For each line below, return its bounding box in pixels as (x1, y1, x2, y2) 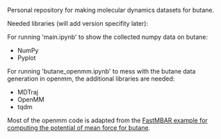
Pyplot (17, 54, 36, 62)
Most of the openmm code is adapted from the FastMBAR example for (7, 116, 208, 124)
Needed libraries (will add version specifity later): (7, 19, 148, 27)
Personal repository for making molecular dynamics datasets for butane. (7, 6, 215, 14)
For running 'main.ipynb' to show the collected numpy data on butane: (7, 33, 208, 41)
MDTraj (17, 88, 38, 96)
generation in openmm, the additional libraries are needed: (7, 74, 175, 83)
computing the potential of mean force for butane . (7, 124, 151, 131)
